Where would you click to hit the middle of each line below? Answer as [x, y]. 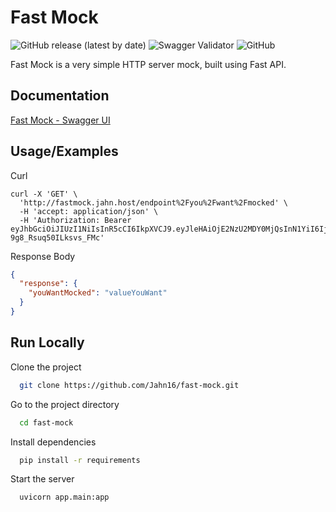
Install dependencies [53, 442]
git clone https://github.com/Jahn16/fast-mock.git [129, 385]
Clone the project [46, 367]
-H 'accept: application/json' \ [89, 211]
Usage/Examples [64, 151]
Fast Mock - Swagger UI [60, 120]
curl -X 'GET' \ [44, 194]
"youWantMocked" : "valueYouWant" [98, 293]
